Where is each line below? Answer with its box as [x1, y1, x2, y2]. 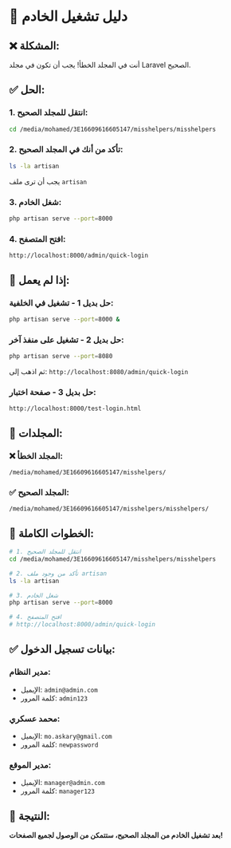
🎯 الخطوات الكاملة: [9, 527, 94, 540]
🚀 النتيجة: [9, 809, 50, 822]
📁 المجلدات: [9, 426, 63, 440]
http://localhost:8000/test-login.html [9, 404, 142, 413]
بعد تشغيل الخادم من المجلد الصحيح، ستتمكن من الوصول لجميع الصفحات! [9, 830, 224, 840]
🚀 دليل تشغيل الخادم [9, 7, 128, 26]
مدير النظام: [9, 666, 51, 677]
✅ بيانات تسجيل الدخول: [9, 642, 116, 657]
